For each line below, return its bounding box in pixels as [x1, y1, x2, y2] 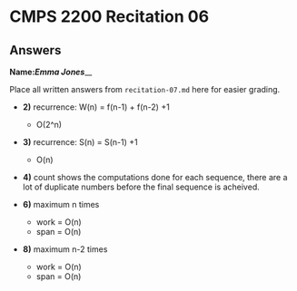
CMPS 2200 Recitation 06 [9, 6, 210, 27]
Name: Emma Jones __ [9, 66, 93, 77]
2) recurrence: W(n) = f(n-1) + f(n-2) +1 [22, 102, 170, 112]
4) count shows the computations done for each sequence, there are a [22, 172, 288, 182]
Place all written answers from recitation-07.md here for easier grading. [9, 84, 281, 94]
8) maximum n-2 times [22, 244, 108, 255]
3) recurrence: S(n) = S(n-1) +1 [22, 137, 138, 147]
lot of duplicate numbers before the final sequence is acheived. [22, 181, 261, 192]
